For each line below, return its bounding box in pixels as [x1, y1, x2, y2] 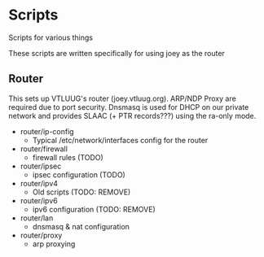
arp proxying [32, 238, 76, 249]
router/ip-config [20, 126, 75, 136]
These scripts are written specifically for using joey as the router [8, 48, 226, 58]
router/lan [20, 213, 54, 223]
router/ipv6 [20, 195, 59, 205]
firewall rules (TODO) [32, 152, 103, 162]
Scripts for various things [8, 33, 94, 42]
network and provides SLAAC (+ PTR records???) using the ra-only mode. [8, 111, 257, 120]
